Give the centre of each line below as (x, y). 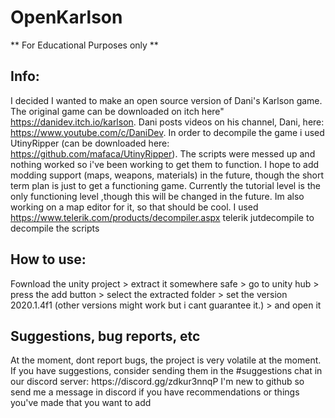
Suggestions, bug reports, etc (105, 336)
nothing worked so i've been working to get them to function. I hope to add (165, 164)
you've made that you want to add (81, 403)
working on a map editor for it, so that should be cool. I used (134, 207)
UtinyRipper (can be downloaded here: (90, 143)
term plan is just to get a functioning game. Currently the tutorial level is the (165, 185)
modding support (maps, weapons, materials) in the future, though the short (167, 175)
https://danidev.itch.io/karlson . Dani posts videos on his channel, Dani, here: (167, 122)
